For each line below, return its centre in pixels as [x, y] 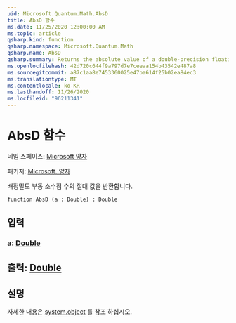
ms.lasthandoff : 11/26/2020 [48, 92]
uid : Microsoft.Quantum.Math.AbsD [58, 14]
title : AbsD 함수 [31, 20]
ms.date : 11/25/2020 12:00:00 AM [56, 27]
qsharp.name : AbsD [34, 53]
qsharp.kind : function [40, 40]
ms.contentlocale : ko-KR [44, 86]
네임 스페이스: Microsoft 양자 [47, 156]
